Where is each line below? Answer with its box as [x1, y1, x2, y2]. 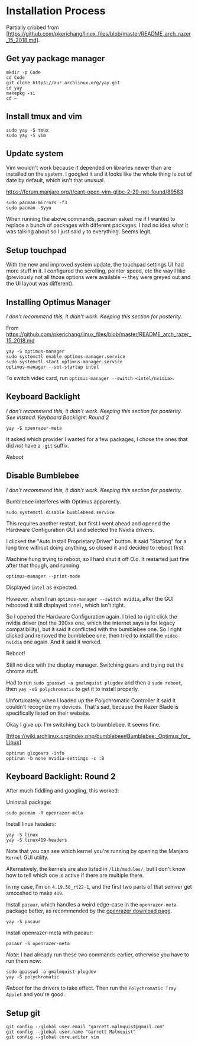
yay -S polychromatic [6, 974, 60, 980]
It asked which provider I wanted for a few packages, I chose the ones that [6, 435, 188, 443]
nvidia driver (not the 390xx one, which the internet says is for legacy [6, 619, 176, 626]
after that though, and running [6, 562, 79, 569]
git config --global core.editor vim [6, 1034, 99, 1040]
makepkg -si [6, 90, 35, 96]
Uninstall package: [6, 798, 51, 806]
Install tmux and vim [6, 112, 83, 122]
